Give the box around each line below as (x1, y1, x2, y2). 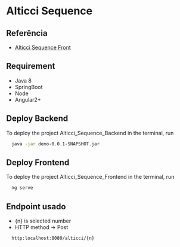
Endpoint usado (6, 202, 66, 212)
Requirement (6, 61, 55, 71)
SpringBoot (14, 83, 43, 90)
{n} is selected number (14, 217, 72, 224)
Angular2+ (14, 96, 41, 103)
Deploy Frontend (6, 157, 70, 167)
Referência (6, 28, 48, 38)
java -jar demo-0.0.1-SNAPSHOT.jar (11, 141, 100, 147)
